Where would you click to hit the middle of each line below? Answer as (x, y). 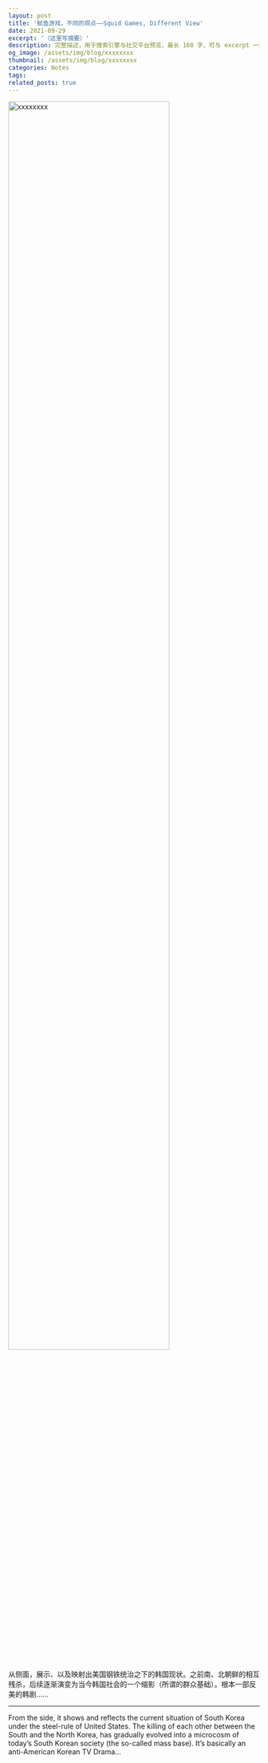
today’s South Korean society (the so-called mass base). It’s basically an (127, 1743)
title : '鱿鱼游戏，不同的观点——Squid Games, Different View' (106, 23)
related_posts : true (43, 82)
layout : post (30, 16)
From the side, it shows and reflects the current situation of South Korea (126, 1717)
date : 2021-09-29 (37, 30)
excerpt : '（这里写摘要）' (49, 38)
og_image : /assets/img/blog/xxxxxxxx (71, 53)
